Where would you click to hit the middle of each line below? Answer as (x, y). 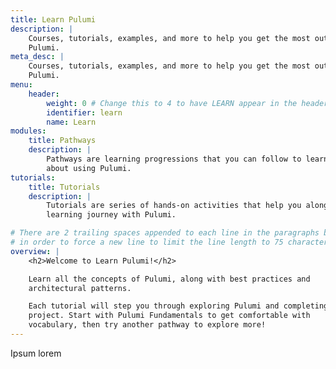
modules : (28, 131)
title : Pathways (62, 141)
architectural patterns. (80, 288)
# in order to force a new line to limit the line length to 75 (147, 242)
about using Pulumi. (89, 168)
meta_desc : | (37, 57)
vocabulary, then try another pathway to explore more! (147, 325)
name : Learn (71, 122)
